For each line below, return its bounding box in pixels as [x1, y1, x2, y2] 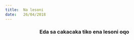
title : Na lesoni [5, 7, 44, 12]
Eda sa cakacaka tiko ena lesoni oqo [39, 28, 129, 35]
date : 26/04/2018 [5, 12, 46, 17]
